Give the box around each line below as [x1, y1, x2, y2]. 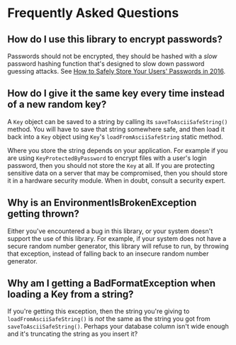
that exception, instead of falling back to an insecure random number [7, 249, 209, 258]
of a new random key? [7, 98, 107, 111]
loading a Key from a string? [7, 288, 134, 300]
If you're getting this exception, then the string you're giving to [7, 307, 190, 316]
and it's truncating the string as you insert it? [7, 329, 138, 338]
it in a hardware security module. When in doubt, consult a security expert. [7, 176, 226, 185]
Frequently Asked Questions [7, 5, 179, 21]
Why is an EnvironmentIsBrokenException [7, 197, 197, 209]
